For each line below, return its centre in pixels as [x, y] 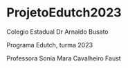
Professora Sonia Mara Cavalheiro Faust [64, 58]
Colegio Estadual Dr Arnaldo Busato [57, 32]
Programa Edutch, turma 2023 [50, 45]
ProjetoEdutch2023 [64, 13]
